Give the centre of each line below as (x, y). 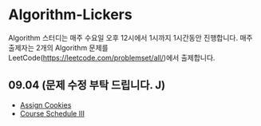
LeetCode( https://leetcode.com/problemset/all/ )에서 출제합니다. (112, 57)
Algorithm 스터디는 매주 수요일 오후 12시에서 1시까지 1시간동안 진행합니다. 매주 (130, 37)
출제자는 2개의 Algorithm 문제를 (59, 47)
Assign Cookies (45, 104)
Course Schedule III (52, 113)
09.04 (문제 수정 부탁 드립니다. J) (87, 85)
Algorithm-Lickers (71, 15)
